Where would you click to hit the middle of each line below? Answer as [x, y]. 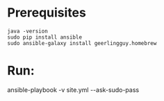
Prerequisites [47, 13]
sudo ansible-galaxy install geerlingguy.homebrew [82, 43]
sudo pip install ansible [44, 37]
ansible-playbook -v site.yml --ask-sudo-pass [73, 90]
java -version [28, 31]
